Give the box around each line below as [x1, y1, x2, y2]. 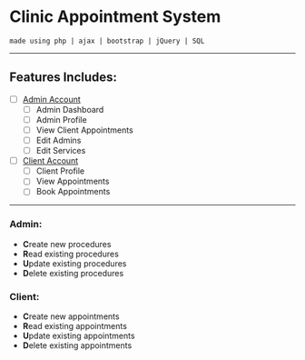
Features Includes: [9, 70, 118, 85]
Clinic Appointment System [9, 6, 221, 27]
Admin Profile [35, 114, 88, 125]
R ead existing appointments [22, 320, 127, 331]
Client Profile [35, 165, 85, 176]
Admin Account [22, 94, 82, 105]
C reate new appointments [22, 311, 120, 322]
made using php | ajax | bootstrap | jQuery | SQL [9, 36, 205, 45]
